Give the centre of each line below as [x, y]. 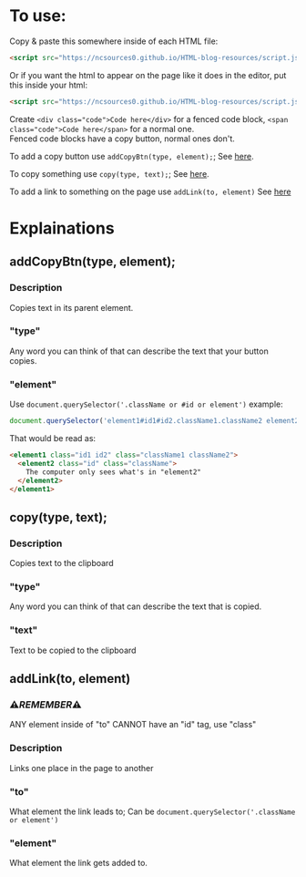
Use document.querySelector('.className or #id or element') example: [147, 404]
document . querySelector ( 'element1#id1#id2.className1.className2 [136, 421]
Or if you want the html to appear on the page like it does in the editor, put [148, 75]
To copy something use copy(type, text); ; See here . [109, 173]
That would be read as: [53, 438]
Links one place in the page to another [82, 768]
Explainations [62, 228]
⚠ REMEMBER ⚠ [46, 705]
